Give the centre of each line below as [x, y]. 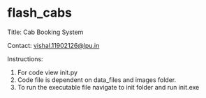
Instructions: [25, 59]
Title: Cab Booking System [45, 32]
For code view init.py [47, 72]
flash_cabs [39, 13]
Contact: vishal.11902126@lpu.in [53, 45]
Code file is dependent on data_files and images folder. [97, 80]
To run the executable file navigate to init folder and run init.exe [108, 87]
